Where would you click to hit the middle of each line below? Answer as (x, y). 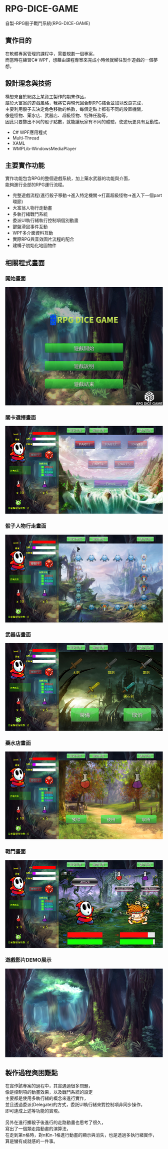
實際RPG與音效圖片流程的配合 (43, 239)
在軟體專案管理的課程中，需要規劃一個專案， (51, 54)
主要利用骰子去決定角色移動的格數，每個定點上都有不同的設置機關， (75, 109)
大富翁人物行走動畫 (32, 208)
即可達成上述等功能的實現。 (34, 1111)
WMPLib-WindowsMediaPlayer (44, 148)
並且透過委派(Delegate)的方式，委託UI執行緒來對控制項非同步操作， (75, 1105)
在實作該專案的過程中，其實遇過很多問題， (49, 1086)
